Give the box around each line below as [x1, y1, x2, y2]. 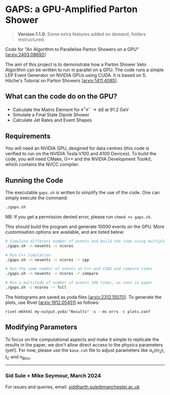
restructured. [17, 36, 46, 42]
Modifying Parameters [5, 323, 77, 332]
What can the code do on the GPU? [5, 92, 117, 101]
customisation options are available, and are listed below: [5, 229, 125, 235]
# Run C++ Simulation [5, 252, 51, 257]
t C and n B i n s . [5, 354, 31, 361]
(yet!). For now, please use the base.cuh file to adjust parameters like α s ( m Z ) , [5, 347, 165, 355]
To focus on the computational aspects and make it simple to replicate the [5, 336, 159, 342]
